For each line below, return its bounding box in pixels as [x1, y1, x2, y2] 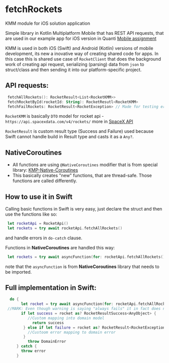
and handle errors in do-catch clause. [5, 235, 82, 241]
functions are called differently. [12, 178, 77, 184]
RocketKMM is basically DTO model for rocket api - [5, 113, 104, 119]
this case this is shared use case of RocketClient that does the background [5, 56, 161, 62]
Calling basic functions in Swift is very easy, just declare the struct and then [5, 206, 162, 212]
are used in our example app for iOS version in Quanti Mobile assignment [5, 35, 157, 41]
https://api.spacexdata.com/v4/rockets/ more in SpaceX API [5, 119, 133, 125]
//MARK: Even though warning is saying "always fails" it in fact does [7, 306, 161, 312]
